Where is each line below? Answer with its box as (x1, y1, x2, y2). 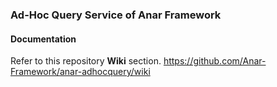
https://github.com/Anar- (163, 55, 267, 67)
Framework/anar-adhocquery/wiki (10, 66, 151, 78)
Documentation (10, 33, 77, 45)
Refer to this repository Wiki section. (10, 55, 162, 67)
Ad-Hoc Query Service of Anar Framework (10, 8, 222, 22)
